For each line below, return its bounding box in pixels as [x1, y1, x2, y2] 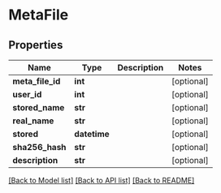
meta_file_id [12, 75, 61, 87]
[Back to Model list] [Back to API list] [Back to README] [8, 176, 195, 185]
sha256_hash [12, 142, 67, 152]
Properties [8, 38, 63, 52]
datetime [74, 128, 110, 139]
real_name [12, 115, 54, 127]
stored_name [12, 102, 65, 113]
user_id [12, 89, 42, 100]
